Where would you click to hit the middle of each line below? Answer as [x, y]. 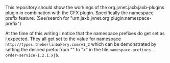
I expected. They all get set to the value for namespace [63, 39]
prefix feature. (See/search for [37, 18]
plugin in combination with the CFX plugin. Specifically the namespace [80, 13]
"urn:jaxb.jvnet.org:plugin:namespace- [111, 18]
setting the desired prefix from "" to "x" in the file [57, 50]
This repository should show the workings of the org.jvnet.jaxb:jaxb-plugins [85, 7]
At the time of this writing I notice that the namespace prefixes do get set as [85, 33]
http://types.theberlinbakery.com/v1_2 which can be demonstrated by [81, 44]
